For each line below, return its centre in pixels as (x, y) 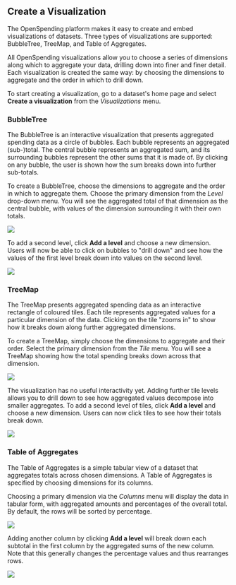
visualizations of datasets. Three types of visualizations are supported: (110, 36)
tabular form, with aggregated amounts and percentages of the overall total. (117, 504)
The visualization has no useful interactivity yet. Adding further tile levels (113, 391)
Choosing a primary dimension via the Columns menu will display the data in (118, 496)
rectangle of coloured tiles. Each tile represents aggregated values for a (111, 312)
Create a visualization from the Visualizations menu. (84, 101)
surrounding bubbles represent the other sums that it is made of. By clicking (118, 158)
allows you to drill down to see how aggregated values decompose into (111, 398)
